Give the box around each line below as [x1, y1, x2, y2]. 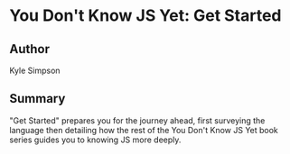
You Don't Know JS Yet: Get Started [9, 5, 282, 26]
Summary [9, 91, 66, 106]
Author [9, 41, 50, 57]
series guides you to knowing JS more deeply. [9, 134, 182, 145]
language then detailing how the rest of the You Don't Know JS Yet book [9, 124, 278, 135]
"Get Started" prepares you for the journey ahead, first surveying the [9, 114, 266, 126]
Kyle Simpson [9, 65, 61, 76]
